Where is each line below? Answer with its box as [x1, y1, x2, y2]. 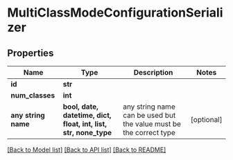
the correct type [122, 128, 175, 137]
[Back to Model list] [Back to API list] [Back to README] [7, 145, 166, 154]
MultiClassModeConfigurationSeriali [7, 5, 223, 21]
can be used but [122, 111, 176, 120]
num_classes [10, 91, 55, 100]
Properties [7, 47, 54, 59]
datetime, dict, [62, 111, 112, 120]
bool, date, [62, 102, 99, 112]
